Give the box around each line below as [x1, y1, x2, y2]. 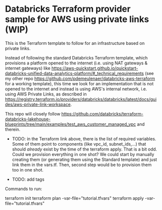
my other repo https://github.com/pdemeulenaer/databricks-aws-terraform [5, 76, 155, 81]
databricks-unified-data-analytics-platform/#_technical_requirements [5, 70, 144, 76]
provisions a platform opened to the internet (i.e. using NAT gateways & [5, 60, 148, 66]
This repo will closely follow [5, 111, 61, 116]
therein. [5, 126, 20, 132]
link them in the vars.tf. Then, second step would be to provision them [12, 162, 152, 168]
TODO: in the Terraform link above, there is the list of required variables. [12, 135, 157, 142]
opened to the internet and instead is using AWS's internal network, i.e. [5, 86, 147, 92]
